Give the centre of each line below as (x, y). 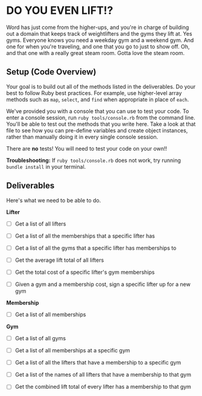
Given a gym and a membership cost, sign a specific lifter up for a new (103, 284)
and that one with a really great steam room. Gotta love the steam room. (96, 53)
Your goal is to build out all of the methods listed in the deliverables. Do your (101, 86)
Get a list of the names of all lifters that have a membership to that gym (103, 375)
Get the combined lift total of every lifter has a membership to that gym (103, 387)
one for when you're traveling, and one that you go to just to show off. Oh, (98, 47)
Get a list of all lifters (40, 224)
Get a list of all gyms (40, 338)
